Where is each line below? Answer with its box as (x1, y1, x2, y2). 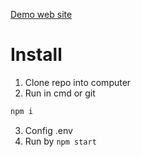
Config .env (24, 124, 73, 136)
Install (10, 44, 63, 66)
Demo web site (10, 9, 73, 20)
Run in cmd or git (24, 87, 96, 99)
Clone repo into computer (24, 76, 132, 88)
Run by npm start (24, 135, 97, 147)
